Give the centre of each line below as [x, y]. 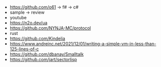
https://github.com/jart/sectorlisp [43, 59]
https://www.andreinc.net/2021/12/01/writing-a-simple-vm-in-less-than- [83, 44]
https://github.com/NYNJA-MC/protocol [50, 28]
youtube [18, 17]
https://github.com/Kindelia [37, 38]
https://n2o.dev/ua [28, 23]
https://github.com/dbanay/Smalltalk [47, 54]
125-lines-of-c [24, 49]
